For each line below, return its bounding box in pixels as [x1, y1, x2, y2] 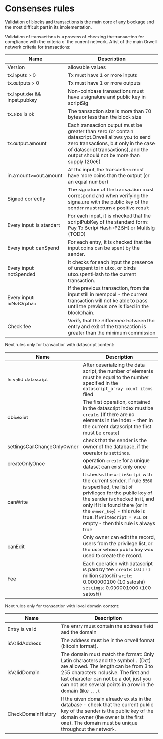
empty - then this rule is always [83, 520, 155, 527]
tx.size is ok [7, 111, 34, 117]
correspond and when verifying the [67, 192, 148, 199]
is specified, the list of [83, 483, 133, 490]
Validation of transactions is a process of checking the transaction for [5, 34, 144, 39]
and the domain [61, 629, 97, 636]
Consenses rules [5, 3, 75, 14]
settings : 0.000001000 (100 [83, 584, 151, 591]
